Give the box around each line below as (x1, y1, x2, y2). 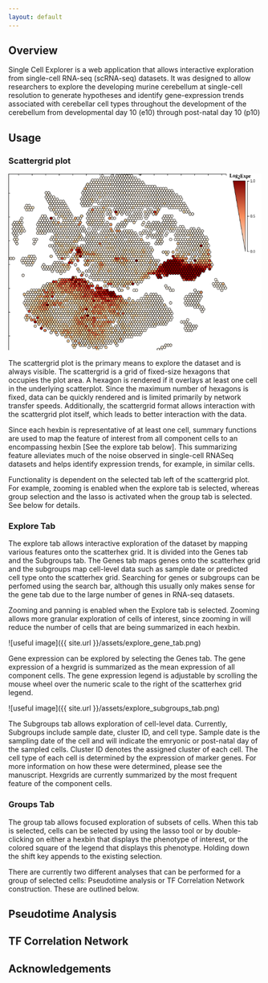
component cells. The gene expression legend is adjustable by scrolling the (8, 671, 258, 681)
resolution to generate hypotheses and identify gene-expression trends (8, 91, 245, 100)
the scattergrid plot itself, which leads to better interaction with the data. (8, 410, 247, 420)
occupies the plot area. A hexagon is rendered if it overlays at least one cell (8, 375, 258, 385)
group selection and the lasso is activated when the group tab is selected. (8, 492, 253, 502)
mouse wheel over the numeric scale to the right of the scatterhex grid (8, 679, 242, 689)
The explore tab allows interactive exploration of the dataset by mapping (8, 539, 248, 548)
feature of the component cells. (8, 779, 112, 788)
